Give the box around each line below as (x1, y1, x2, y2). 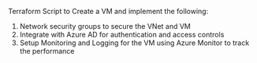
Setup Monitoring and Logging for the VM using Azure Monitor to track (19, 38, 250, 47)
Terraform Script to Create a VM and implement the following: (8, 7, 209, 16)
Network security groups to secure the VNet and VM (19, 22, 192, 30)
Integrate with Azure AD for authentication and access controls (19, 30, 225, 39)
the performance (19, 47, 75, 55)
